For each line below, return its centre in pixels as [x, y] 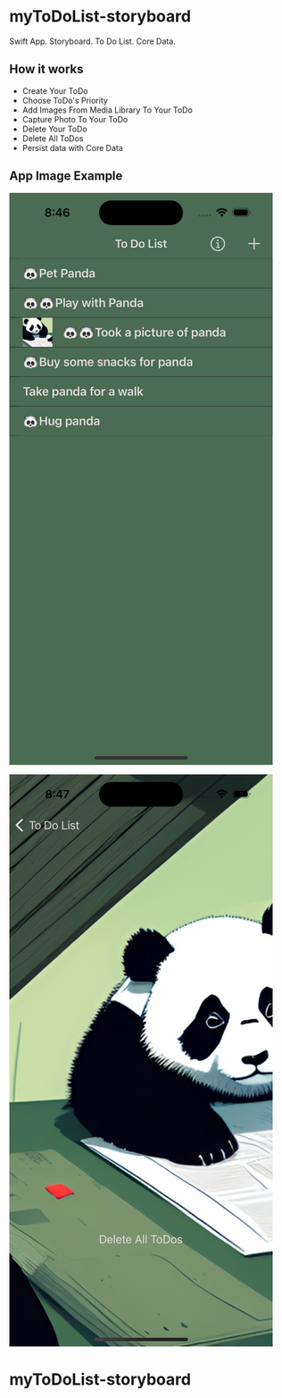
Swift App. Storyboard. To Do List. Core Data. [92, 41]
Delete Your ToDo [54, 129]
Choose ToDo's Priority [65, 100]
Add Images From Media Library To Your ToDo [108, 110]
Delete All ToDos [53, 138]
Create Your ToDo [55, 90]
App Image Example [66, 176]
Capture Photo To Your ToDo [75, 119]
